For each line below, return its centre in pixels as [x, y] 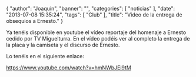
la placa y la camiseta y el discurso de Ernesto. [63, 45]
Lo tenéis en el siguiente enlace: [45, 56]
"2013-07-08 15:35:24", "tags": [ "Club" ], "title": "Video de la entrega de [94, 15]
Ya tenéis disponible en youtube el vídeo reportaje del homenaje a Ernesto [96, 32]
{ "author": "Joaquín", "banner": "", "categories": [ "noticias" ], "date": [91, 9]
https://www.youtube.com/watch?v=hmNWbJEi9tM [69, 68]
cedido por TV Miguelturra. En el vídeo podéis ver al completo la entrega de [98, 38]
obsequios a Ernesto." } [35, 21]
